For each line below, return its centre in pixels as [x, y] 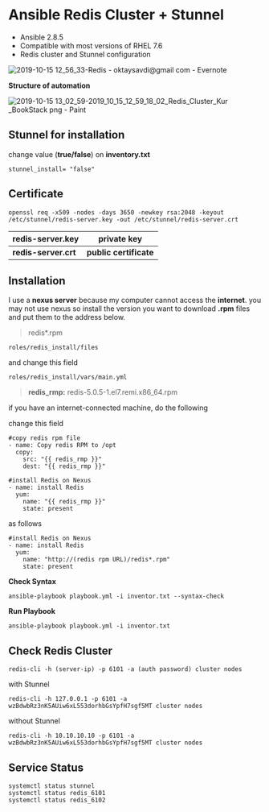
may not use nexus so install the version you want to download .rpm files [129, 309]
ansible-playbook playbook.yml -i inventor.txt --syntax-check [116, 597]
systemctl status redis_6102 [57, 800]
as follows [25, 524]
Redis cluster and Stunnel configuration [85, 54]
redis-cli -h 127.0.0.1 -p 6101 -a [68, 699]
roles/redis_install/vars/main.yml [68, 377]
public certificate [120, 252]
